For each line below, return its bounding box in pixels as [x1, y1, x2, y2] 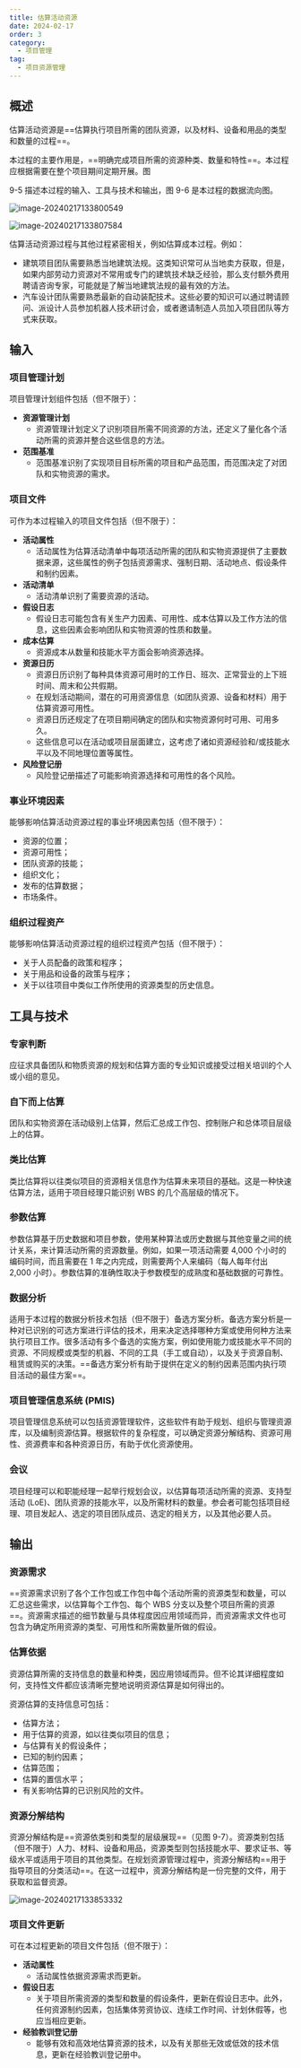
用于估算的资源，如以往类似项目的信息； [21, 1728, 172, 1740]
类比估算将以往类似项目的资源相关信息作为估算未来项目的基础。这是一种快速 [9, 1176, 292, 1186]
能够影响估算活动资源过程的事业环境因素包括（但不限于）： [9, 816, 226, 827]
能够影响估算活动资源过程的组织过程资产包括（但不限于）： [9, 938, 226, 949]
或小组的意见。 [9, 1071, 64, 1082]
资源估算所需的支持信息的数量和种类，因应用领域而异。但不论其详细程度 [9, 1668, 276, 1679]
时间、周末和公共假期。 [35, 680, 123, 691]
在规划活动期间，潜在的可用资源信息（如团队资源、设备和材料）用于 [35, 691, 288, 702]
